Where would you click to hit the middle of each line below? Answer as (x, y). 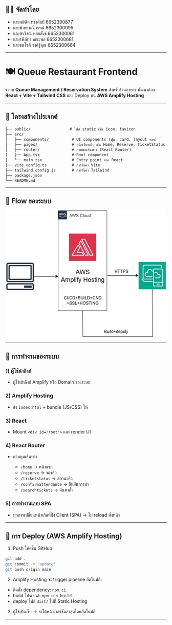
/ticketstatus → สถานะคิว (47, 479)
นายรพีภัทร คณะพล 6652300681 (43, 39)
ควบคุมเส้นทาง (25, 457)
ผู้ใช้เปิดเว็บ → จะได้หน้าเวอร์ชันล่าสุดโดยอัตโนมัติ (54, 612)
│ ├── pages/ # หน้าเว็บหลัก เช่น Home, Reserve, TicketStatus (85, 144)
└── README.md (20, 180)
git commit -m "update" (31, 564)
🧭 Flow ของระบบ (28, 201)
